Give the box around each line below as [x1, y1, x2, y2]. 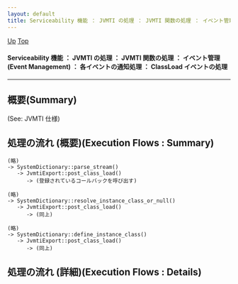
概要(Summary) [7, 94, 77, 106]
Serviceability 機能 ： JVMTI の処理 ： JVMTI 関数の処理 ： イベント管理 [7, 54, 221, 62]
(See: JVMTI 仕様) [7, 114, 60, 123]
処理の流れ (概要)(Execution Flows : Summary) [7, 136, 215, 149]
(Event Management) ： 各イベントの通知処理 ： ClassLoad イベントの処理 [7, 62, 228, 71]
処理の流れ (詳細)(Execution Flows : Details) [7, 266, 202, 278]
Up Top [7, 36, 29, 45]
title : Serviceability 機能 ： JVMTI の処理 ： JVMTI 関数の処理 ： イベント [7, 17, 225, 24]
